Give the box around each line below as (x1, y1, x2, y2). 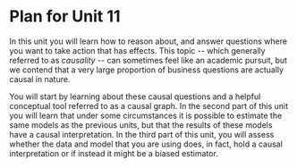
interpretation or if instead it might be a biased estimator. (9, 147, 219, 158)
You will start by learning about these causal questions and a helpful (9, 91, 261, 102)
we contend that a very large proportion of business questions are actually (9, 64, 284, 75)
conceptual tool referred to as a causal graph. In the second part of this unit (9, 100, 289, 111)
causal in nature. (9, 73, 71, 84)
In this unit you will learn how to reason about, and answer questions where (9, 36, 288, 46)
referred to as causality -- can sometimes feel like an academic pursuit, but (9, 55, 288, 65)
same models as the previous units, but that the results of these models (9, 119, 273, 130)
